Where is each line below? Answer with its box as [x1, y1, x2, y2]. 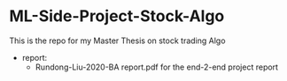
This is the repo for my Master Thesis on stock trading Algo [9, 35, 226, 46]
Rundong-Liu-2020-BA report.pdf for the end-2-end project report [35, 62, 279, 72]
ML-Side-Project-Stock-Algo [9, 6, 225, 26]
